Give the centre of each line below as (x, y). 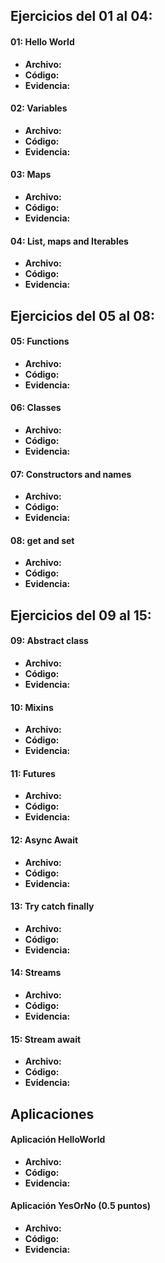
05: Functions (40, 341)
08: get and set (42, 540)
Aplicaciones (52, 1114)
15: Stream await (46, 1039)
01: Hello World (42, 41)
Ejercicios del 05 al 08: (83, 315)
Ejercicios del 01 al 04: (81, 16)
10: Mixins (32, 707)
